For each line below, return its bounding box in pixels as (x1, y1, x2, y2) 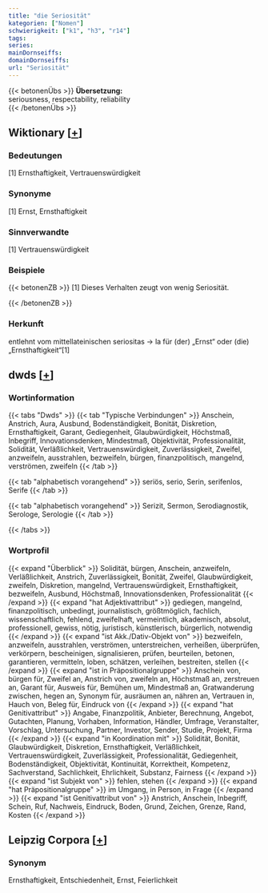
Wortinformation (8, 392, 74, 403)
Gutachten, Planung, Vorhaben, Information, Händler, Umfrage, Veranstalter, (8, 716, 260, 726)
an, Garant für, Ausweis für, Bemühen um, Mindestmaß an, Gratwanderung (8, 682, 254, 692)
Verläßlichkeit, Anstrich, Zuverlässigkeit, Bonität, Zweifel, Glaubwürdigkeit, (8, 572, 254, 581)
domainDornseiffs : (8, 57, 70, 65)
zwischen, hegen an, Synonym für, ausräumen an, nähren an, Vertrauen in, (8, 690, 254, 701)
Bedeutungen (8, 150, 62, 161)
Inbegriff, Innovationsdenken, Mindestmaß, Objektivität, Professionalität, (8, 436, 246, 445)
